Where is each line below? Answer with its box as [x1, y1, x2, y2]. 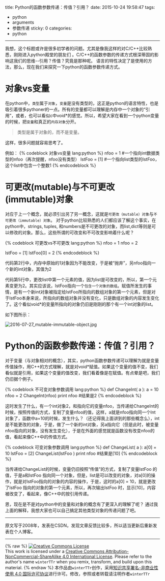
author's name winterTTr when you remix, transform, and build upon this [5, 558, 152, 565]
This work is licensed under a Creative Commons [5, 548, 105, 554]
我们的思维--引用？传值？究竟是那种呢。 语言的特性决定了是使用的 [13, 58, 148, 64]
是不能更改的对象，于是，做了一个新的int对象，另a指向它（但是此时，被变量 [5, 421, 159, 427]
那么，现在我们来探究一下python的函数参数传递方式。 [13, 64, 123, 70]
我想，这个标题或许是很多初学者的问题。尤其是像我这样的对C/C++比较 [5, 46, 148, 51]
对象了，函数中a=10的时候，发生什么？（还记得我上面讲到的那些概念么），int [5, 415, 160, 421]
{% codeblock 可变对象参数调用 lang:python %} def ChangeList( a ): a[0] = [5, 444, 157, 450]
